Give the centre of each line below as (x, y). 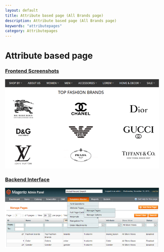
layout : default (21, 10)
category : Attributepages (31, 31)
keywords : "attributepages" (34, 26)
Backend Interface (27, 180)
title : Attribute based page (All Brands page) (54, 15)
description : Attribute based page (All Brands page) (61, 21)
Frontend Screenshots (32, 71)
